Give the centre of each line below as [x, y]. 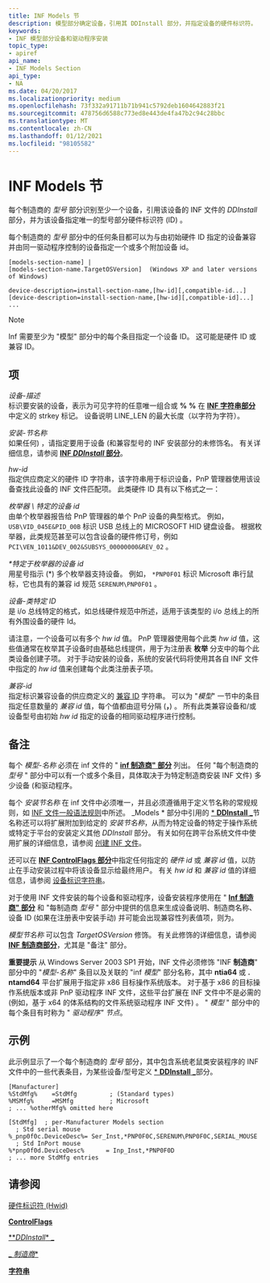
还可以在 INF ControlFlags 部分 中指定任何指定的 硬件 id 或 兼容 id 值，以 [129, 860]
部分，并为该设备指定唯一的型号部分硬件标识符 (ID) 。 [98, 220]
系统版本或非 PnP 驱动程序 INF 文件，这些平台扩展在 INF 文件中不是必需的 [138, 993]
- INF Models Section [45, 69]
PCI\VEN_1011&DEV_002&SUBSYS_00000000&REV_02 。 [91, 547]
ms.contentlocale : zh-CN [50, 128]
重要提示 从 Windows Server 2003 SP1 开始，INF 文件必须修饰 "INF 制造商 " [133, 962]
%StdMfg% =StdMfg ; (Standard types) [91, 1094]
